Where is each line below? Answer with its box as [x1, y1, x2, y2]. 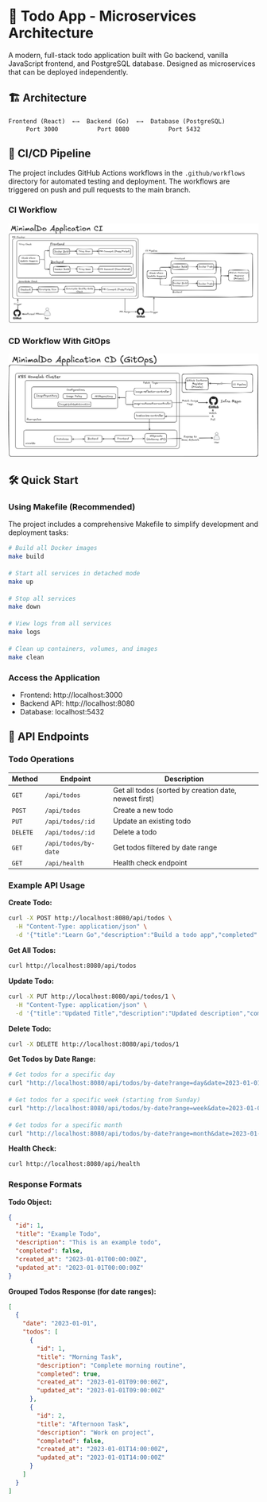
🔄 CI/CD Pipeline [8, 147, 91, 161]
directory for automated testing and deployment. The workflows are [8, 176, 230, 186]
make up [8, 578, 34, 586]
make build [8, 552, 44, 561]
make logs [8, 628, 41, 637]
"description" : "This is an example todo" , [15, 1239, 161, 1247]
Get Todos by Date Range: [8, 1055, 96, 1064]
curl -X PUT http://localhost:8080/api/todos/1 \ [8, 993, 176, 1001]
